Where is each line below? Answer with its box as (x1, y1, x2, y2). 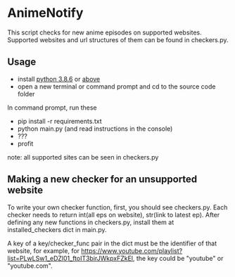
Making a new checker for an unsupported (7, 174, 198, 186)
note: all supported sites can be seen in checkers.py (7, 153, 159, 161)
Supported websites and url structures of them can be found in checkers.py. (7, 35, 229, 44)
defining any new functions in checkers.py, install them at (7, 218, 174, 226)
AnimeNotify (7, 5, 84, 21)
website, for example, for (7, 246, 80, 255)
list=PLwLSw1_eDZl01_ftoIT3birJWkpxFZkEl (7, 254, 134, 262)
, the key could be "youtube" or (132, 254, 224, 262)
